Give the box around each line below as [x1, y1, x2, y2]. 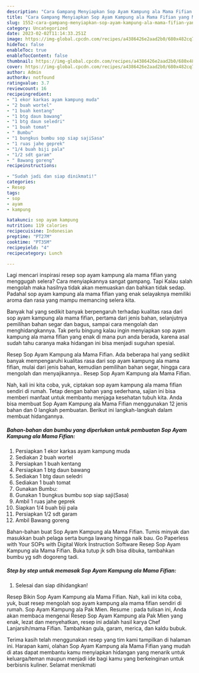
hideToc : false [6, 42, 44, 48]
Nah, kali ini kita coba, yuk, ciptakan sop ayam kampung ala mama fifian [6, 381, 182, 388]
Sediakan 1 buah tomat [15, 479, 71, 486]
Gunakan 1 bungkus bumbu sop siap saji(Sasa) [15, 492, 129, 499]
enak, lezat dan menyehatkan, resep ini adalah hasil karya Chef [6, 619, 161, 626]
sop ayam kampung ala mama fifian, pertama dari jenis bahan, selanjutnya [6, 314, 188, 321]
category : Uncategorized [6, 25, 68, 31]
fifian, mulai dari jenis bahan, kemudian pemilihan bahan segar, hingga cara [6, 363, 190, 371]
